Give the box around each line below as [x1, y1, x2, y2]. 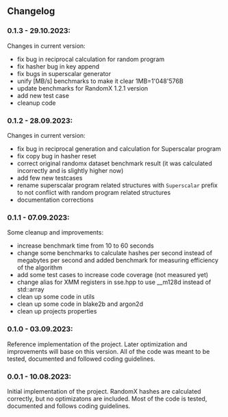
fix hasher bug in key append [16, 62, 100, 71]
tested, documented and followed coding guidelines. [7, 355, 155, 363]
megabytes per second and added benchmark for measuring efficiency [16, 257, 219, 265]
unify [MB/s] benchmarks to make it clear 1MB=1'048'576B [16, 77, 183, 85]
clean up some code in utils [16, 293, 95, 301]
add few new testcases [16, 174, 83, 182]
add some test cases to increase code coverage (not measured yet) [16, 271, 209, 279]
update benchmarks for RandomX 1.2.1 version [16, 84, 149, 92]
